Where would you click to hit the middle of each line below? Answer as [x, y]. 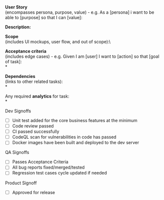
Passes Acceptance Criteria [40, 162]
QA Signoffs [17, 152]
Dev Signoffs [18, 111]
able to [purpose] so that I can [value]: [44, 17]
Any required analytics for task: [37, 96]
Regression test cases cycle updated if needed [59, 173]
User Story [16, 7]
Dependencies [20, 76]
